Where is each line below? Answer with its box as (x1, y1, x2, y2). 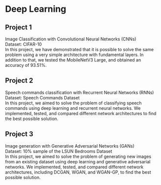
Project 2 (5, 76, 33, 85)
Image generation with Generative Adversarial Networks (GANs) (5, 143, 135, 149)
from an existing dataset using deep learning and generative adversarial (5, 158, 151, 164)
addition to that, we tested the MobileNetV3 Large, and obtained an (5, 57, 141, 62)
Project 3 (5, 130, 33, 138)
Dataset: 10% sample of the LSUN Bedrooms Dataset (5, 148, 112, 154)
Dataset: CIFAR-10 (5, 41, 42, 47)
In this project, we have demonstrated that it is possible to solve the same (5, 47, 154, 52)
